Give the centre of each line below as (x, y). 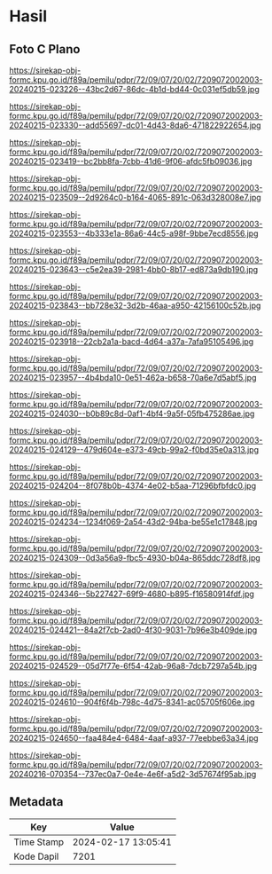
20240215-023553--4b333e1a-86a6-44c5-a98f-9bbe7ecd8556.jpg (134, 233)
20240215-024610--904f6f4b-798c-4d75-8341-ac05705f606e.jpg (132, 702)
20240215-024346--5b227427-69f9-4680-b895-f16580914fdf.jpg (132, 594)
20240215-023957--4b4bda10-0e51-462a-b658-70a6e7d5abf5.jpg (133, 378)
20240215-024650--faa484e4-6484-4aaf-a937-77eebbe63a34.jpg (134, 738)
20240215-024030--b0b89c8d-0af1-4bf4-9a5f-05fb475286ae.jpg (132, 413)
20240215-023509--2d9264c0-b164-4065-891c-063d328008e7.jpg (135, 197)
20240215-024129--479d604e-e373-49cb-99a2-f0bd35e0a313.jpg (134, 449)
